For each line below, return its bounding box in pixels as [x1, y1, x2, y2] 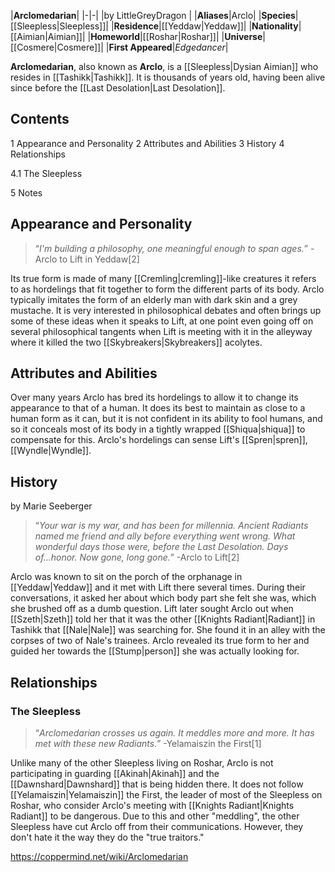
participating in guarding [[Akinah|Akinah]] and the [10, 767, 220, 779]
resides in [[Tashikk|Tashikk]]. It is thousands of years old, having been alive [10, 71, 326, 83]
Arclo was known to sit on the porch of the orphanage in [10, 571, 243, 583]
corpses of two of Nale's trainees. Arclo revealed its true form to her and [10, 635, 310, 647]
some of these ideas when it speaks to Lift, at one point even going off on [10, 315, 314, 327]
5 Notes [10, 186, 43, 199]
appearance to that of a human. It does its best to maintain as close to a [10, 402, 306, 414]
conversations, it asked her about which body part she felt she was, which [10, 592, 317, 604]
